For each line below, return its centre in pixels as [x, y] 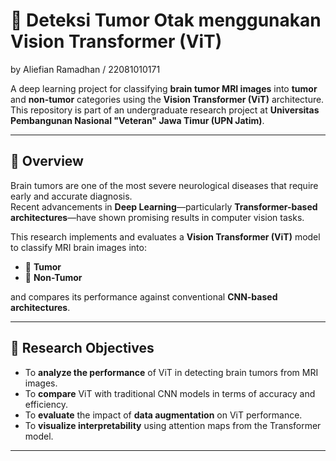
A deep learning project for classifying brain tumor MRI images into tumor [164, 88]
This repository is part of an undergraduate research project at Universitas [165, 110]
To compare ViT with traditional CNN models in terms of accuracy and [170, 393]
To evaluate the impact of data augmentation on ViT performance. [163, 415]
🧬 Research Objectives [82, 348]
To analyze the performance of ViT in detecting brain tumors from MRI [171, 372]
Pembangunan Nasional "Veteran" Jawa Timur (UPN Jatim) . [137, 120]
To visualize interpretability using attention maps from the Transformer [173, 425]
